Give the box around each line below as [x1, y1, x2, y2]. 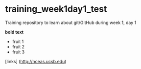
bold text [5, 29, 23, 35]
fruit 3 [12, 49, 25, 55]
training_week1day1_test [5, 3, 107, 15]
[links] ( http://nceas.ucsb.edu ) [5, 58, 67, 64]
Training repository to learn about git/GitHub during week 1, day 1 [5, 20, 137, 25]
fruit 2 [12, 44, 24, 49]
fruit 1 [12, 38, 24, 45]
